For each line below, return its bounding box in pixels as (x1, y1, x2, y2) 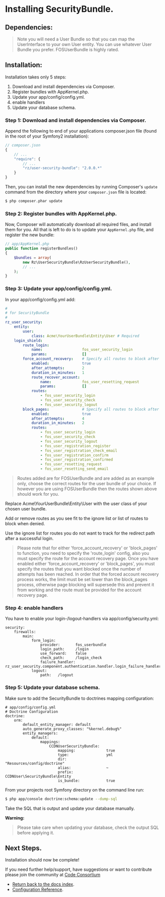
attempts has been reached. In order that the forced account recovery (17, 571, 159, 577)
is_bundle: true (57, 778, 115, 783)
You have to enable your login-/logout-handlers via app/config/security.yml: (5, 615, 159, 622)
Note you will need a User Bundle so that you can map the (17, 36, 135, 42)
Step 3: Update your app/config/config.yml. (5, 285, 112, 292)
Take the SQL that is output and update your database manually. (5, 805, 135, 811)
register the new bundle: (5, 232, 55, 238)
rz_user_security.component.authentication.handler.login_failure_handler (5, 664, 162, 669)
